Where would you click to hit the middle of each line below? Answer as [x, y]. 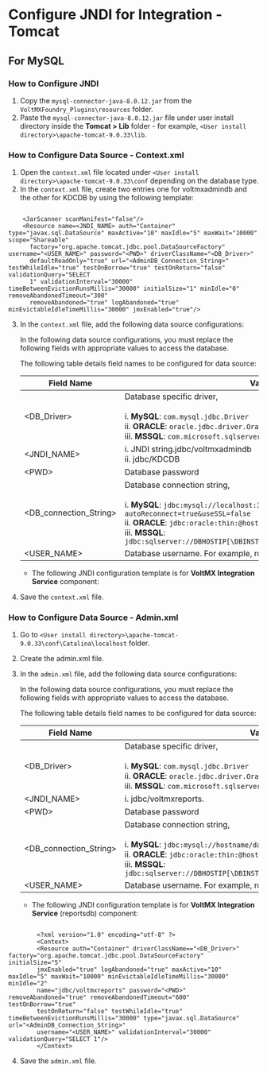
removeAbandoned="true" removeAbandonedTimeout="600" [99, 998]
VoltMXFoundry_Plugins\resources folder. [86, 109]
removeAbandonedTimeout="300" [58, 296]
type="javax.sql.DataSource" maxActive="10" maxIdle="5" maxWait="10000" [133, 233]
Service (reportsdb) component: [85, 913]
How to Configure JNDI [54, 83]
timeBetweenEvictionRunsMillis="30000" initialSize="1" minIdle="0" [124, 289]
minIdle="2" [28, 984]
